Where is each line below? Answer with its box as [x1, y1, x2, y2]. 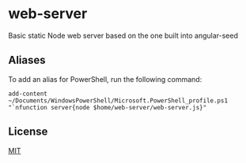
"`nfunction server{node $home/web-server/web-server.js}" [8, 103, 207, 111]
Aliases [8, 54, 46, 67]
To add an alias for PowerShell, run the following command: [8, 74, 202, 83]
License [8, 125, 48, 139]
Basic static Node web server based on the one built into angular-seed [8, 31, 239, 40]
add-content [8, 90, 47, 98]
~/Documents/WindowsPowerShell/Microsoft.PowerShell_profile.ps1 [8, 96, 228, 105]
